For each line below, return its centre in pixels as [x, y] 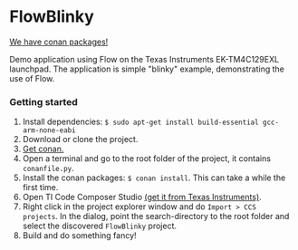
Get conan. [43, 149]
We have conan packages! [59, 42]
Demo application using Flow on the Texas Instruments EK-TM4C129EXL [144, 59]
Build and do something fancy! [80, 236]
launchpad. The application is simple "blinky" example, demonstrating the [147, 69]
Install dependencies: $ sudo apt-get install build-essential [141, 122]
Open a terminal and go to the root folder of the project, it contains [147, 159]
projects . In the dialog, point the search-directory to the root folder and [156, 216]
